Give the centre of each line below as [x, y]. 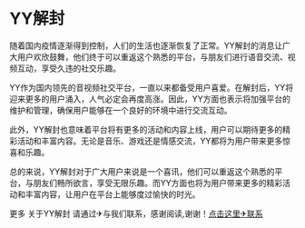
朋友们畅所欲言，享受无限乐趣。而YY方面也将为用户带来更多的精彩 [158, 183]
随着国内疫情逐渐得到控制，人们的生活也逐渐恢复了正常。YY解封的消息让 [146, 45]
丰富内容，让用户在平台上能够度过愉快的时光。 [113, 194]
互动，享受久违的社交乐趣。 [69, 68]
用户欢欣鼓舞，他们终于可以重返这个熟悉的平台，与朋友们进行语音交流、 [152, 56]
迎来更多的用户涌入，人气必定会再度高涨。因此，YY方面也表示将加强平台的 [150, 99]
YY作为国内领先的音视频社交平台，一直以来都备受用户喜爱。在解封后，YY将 [152, 87]
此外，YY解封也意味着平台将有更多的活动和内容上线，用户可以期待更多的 [146, 129]
